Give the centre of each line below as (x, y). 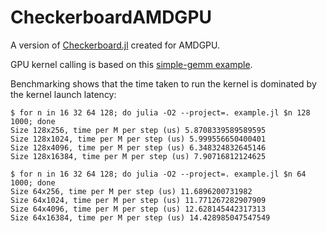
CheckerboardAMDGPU (111, 17)
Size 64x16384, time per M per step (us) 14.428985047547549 (140, 217)
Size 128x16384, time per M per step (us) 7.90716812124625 (138, 156)
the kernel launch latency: (63, 94)
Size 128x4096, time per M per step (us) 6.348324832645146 (138, 147)
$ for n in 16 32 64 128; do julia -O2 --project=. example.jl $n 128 (160, 112)
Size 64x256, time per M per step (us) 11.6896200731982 (131, 191)
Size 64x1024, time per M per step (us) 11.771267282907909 (138, 200)
